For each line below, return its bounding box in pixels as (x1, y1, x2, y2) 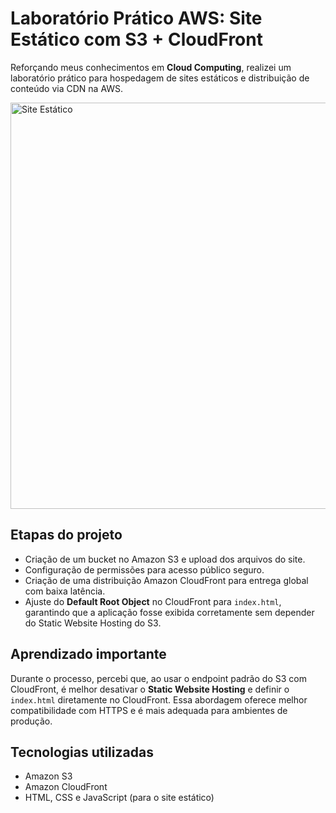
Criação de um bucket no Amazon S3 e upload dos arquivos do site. (24, 553, 306, 565)
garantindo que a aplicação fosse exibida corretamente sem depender (24, 606, 315, 618)
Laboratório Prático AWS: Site (10, 7, 263, 30)
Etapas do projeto (10, 527, 123, 544)
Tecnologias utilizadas (10, 743, 154, 761)
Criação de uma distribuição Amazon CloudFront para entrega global (24, 574, 309, 586)
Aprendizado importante (10, 646, 167, 663)
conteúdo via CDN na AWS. (10, 82, 124, 94)
